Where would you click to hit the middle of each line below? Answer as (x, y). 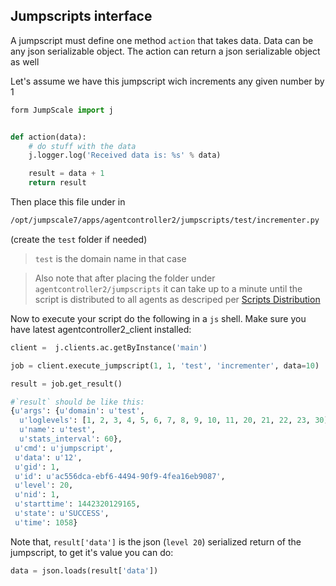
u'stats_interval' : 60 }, (71, 439)
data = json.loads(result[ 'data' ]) (84, 570)
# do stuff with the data (82, 146)
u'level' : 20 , (44, 485)
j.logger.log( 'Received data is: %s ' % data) (125, 155)
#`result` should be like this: (77, 402)
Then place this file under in (68, 202)
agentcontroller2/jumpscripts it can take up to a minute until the (168, 288)
